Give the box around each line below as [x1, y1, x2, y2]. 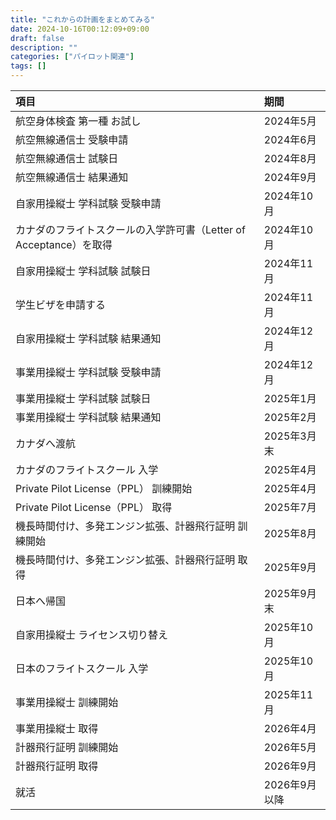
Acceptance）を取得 [15, 238, 113, 251]
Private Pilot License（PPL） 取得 [15, 501, 173, 514]
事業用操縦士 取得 [15, 722, 99, 735]
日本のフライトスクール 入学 [15, 662, 149, 675]
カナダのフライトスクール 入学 [15, 463, 159, 476]
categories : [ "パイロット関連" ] [10, 52, 135, 62]
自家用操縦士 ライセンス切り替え [15, 628, 168, 641]
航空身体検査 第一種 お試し [15, 114, 142, 128]
